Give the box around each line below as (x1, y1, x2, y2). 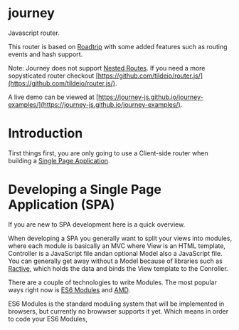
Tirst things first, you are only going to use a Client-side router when (8, 148, 208, 158)
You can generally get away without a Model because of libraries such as (8, 257, 223, 265)
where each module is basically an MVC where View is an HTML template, (8, 241, 226, 250)
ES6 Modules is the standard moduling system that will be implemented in (8, 299, 225, 308)
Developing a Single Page (8, 182, 162, 197)
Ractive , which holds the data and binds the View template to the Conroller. (8, 264, 228, 272)
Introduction (8, 125, 83, 142)
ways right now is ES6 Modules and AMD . (8, 285, 131, 294)
